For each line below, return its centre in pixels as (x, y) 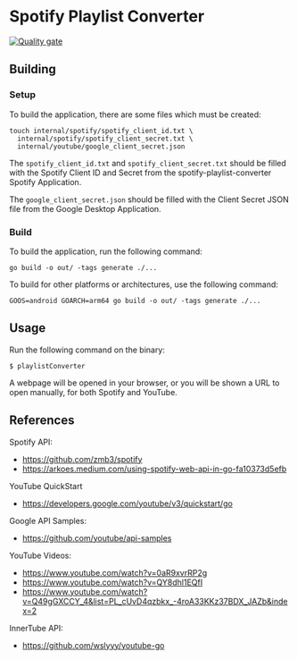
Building (33, 69)
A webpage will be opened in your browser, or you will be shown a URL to (144, 383)
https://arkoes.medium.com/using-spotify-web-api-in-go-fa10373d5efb (154, 469)
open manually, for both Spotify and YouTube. (94, 392)
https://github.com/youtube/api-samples (97, 537)
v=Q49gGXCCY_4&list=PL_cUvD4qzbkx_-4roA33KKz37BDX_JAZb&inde (155, 601)
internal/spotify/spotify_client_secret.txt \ (105, 139)
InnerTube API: (37, 628)
